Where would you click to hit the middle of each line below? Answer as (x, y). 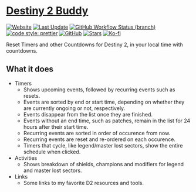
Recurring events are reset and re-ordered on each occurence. (99, 139)
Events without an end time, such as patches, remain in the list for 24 (107, 121)
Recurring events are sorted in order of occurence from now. (97, 133)
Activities (26, 158)
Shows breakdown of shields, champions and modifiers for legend (103, 164)
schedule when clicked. (52, 152)
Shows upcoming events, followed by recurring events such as (99, 90)
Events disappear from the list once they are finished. (88, 114)
